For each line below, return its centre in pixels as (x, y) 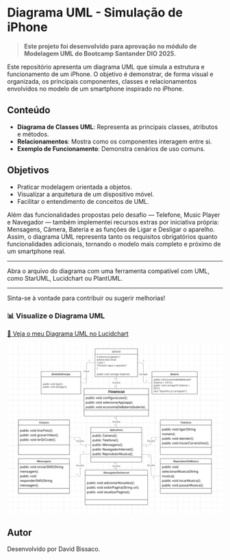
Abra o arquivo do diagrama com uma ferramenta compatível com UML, (108, 271)
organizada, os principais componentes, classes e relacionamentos (102, 81)
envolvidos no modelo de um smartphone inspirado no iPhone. (95, 89)
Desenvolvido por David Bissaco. (54, 549)
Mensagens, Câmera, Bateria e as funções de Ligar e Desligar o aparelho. (111, 229)
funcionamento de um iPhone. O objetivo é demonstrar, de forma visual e (110, 74)
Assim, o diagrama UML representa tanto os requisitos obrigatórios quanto (112, 236)
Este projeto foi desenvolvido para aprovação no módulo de (110, 46)
